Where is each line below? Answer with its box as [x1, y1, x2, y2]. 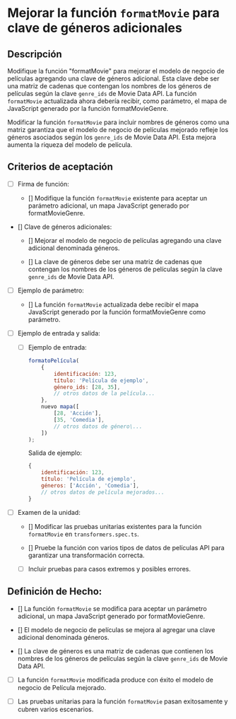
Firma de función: [17, 179, 69, 188]
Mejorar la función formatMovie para [7, 5, 220, 21]
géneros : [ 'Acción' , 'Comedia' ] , [41, 482, 140, 489]
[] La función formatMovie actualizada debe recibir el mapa [28, 300, 199, 309]
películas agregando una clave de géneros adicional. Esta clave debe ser [7, 74, 220, 83]
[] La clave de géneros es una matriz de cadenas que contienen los [17, 646, 214, 655]
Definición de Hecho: [7, 586, 102, 598]
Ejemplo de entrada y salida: [17, 328, 100, 337]
